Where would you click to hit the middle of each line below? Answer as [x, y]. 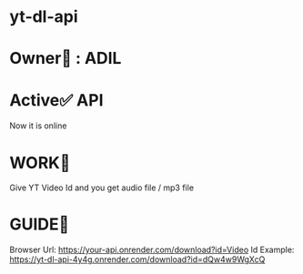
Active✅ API [56, 100]
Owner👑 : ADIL [66, 59]
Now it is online [38, 126]
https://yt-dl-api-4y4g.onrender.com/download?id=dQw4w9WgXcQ [137, 259]
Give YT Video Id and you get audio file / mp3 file [101, 188]
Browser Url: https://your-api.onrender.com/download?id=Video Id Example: [152, 250]
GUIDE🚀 [40, 224]
